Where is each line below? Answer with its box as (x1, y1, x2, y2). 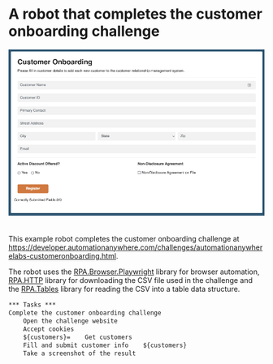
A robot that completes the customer (8, 5, 262, 24)
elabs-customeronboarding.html (8, 251, 116, 260)
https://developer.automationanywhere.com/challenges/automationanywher (8, 242, 263, 252)
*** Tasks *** (8, 301, 57, 309)
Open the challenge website (23, 317, 118, 325)
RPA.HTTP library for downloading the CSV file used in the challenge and (8, 275, 253, 285)
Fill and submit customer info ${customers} (23, 341, 187, 349)
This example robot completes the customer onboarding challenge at (8, 233, 240, 243)
